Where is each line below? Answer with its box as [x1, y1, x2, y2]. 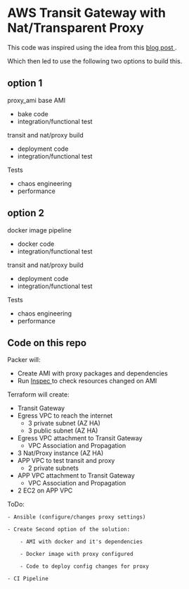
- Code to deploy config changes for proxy [20, 563, 150, 570]
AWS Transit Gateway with [7, 5, 167, 21]
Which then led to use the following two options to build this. [7, 56, 183, 65]
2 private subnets [27, 464, 79, 473]
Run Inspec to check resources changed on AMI [17, 377, 157, 385]
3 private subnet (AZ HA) [27, 419, 100, 428]
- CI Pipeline [7, 576, 49, 583]
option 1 [7, 77, 43, 89]
